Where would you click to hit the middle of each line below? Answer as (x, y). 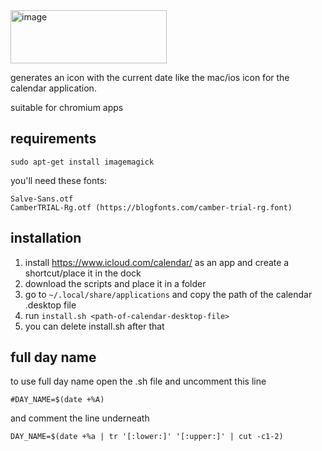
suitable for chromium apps (67, 107)
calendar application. (53, 88)
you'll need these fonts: (59, 180)
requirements (53, 139)
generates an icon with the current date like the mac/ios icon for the (150, 77)
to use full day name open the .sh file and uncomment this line (138, 381)
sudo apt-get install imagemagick (82, 162)
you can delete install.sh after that (94, 326)
